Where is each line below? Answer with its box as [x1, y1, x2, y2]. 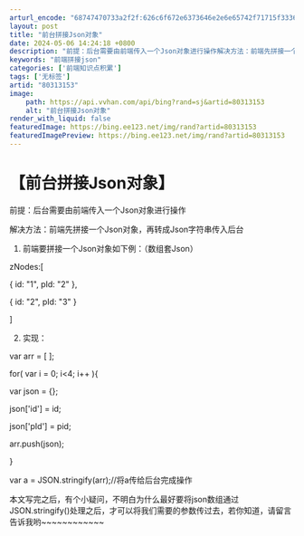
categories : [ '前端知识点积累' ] [9, 64, 122, 73]
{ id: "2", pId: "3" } [9, 296, 77, 307]
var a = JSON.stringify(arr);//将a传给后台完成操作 [9, 474, 193, 485]
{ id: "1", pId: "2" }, [9, 278, 78, 290]
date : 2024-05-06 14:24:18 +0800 [9, 38, 136, 48]
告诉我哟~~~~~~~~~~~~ [9, 516, 105, 527]
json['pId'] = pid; [9, 420, 71, 431]
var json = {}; [9, 386, 59, 397]
